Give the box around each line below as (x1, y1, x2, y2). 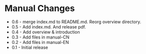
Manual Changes (4, 3, 75, 14)
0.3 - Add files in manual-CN (11, 34, 69, 40)
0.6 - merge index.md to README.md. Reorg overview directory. (11, 19, 142, 25)
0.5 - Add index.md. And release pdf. (11, 24, 86, 29)
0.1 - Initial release (11, 44, 48, 50)
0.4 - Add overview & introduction (11, 29, 80, 35)
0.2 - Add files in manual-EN (11, 39, 69, 45)
